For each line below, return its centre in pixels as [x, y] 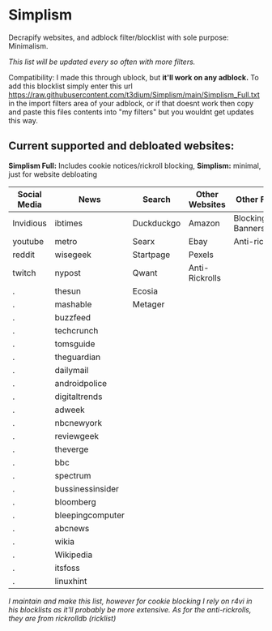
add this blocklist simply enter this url [71, 86]
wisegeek [73, 255]
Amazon [204, 223]
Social [30, 194]
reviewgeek [77, 436]
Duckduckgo [157, 223]
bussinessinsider [87, 488]
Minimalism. [28, 45]
